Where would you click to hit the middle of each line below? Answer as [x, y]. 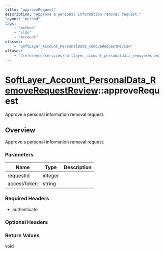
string [49, 184]
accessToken [23, 184]
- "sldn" [23, 33]
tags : [11, 23]
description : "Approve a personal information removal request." [73, 14]
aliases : [14, 51]
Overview [20, 130]
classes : [14, 42]
